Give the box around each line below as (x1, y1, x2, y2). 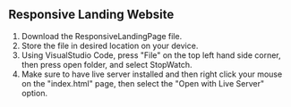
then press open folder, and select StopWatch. (21, 59, 193, 70)
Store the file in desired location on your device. (21, 40, 199, 51)
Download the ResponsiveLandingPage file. (21, 30, 183, 41)
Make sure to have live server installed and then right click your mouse (21, 69, 283, 79)
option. (21, 87, 48, 98)
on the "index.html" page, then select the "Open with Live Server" (21, 78, 265, 88)
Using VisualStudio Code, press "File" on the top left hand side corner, (21, 49, 281, 61)
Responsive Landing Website (8, 7, 175, 22)
